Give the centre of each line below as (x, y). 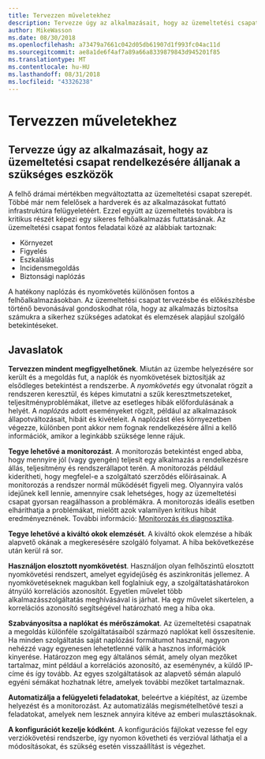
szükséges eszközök (61, 175)
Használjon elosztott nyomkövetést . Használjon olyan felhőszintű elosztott (131, 566)
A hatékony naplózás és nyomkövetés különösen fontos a (101, 291)
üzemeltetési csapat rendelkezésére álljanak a (124, 162)
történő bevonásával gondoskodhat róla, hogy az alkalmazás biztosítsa (123, 308)
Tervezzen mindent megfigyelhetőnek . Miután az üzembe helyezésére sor (131, 369)
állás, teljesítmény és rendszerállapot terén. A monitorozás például (116, 468)
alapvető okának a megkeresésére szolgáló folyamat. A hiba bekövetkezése (131, 542)
